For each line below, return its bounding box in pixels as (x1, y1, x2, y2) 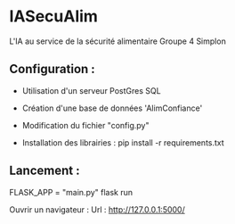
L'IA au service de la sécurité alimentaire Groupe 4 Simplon (9, 36, 227, 46)
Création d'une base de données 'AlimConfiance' (21, 103, 203, 113)
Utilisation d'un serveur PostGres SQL (21, 85, 162, 95)
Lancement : (9, 163, 80, 178)
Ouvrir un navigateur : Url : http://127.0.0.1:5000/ (9, 203, 185, 215)
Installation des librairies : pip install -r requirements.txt (21, 137, 224, 148)
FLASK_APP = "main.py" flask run (9, 187, 134, 197)
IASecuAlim (9, 6, 98, 27)
